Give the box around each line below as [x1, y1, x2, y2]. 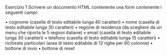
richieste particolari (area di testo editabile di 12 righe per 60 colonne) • [5, 40, 153, 46]
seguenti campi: [5, 9, 39, 15]
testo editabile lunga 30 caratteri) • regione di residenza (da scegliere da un [5, 24, 162, 30]
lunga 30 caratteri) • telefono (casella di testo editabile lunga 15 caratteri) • [5, 35, 160, 41]
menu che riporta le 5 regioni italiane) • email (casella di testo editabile [5, 30, 151, 35]
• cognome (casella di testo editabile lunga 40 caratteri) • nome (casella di [5, 19, 159, 25]
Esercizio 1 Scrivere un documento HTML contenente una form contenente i [5, 4, 162, 10]
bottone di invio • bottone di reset [5, 46, 75, 51]
